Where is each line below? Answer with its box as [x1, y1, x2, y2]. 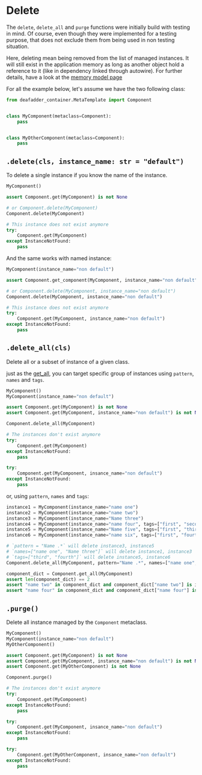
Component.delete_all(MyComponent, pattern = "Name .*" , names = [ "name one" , [6, 559, 198, 566]
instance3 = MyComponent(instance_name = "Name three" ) [6, 515, 144, 521]
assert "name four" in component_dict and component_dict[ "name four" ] [6, 588, 189, 594]
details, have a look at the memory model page [6, 73, 123, 81]
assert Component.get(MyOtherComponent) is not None [6, 664, 141, 670]
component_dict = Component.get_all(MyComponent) [6, 570, 133, 577]
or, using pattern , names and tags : [6, 492, 89, 500]
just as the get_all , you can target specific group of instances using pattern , [6, 370, 194, 377]
